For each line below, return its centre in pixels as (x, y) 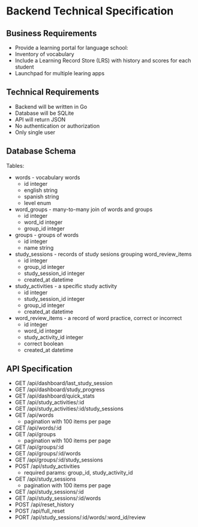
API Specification (40, 369)
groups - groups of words (47, 235)
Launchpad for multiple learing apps (60, 73)
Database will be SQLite (44, 113)
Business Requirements (52, 33)
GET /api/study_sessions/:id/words (58, 498)
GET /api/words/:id (38, 428)
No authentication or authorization (57, 126)
